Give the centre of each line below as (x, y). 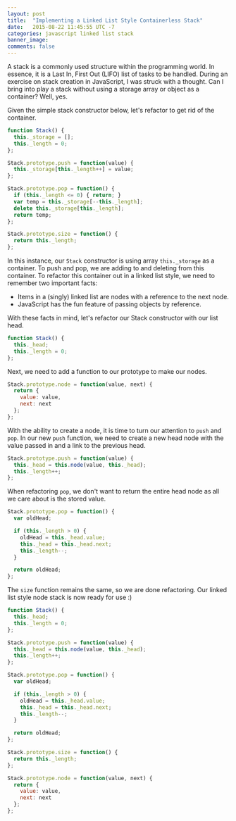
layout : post (26, 14)
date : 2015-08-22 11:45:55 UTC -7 (61, 27)
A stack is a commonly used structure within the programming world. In (111, 67)
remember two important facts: (52, 283)
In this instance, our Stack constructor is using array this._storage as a (111, 261)
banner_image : (28, 40)
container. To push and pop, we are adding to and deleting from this (106, 268)
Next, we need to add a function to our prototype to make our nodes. (107, 371)
